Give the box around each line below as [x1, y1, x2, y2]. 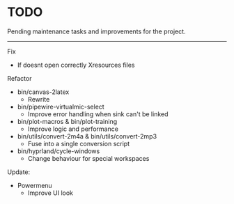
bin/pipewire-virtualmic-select [17, 102, 104, 111]
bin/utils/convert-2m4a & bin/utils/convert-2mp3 [17, 132, 157, 140]
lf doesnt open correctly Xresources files [17, 61, 135, 69]
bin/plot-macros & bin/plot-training [17, 117, 118, 125]
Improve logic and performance [27, 125, 118, 133]
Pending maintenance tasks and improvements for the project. [7, 27, 186, 36]
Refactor [7, 74, 32, 82]
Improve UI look [27, 189, 74, 197]
